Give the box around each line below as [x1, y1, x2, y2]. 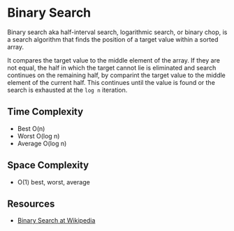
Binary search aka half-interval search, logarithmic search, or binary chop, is [7, 28, 228, 36]
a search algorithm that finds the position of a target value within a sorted [7, 35, 219, 43]
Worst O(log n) [17, 132, 60, 140]
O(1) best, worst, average [17, 177, 91, 186]
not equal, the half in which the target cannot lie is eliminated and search [7, 63, 217, 72]
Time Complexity [7, 106, 84, 118]
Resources [7, 198, 55, 209]
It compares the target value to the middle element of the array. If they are [7, 56, 220, 64]
